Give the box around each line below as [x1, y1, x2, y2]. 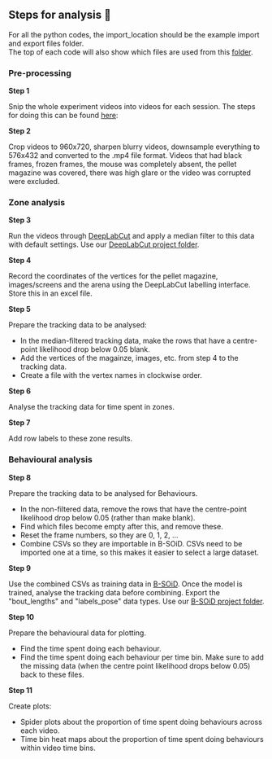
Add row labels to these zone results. [8, 433, 132, 444]
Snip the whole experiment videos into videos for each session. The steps [8, 102, 256, 112]
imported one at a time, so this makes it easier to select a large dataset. [19, 547, 260, 557]
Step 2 [8, 126, 31, 136]
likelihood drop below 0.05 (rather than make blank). [19, 512, 196, 522]
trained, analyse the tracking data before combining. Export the [8, 587, 221, 597]
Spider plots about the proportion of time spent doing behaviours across [19, 717, 262, 726]
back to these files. [19, 669, 84, 679]
